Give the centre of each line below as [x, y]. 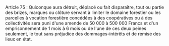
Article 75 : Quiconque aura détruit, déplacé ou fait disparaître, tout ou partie [85, 7]
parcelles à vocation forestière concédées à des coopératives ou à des [79, 18]
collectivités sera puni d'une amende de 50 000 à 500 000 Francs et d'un [82, 23]
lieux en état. [19, 39]
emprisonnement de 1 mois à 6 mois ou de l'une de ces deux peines [76, 28]
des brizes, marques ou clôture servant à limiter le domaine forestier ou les [83, 12]
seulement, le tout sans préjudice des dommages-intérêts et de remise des [83, 34]
